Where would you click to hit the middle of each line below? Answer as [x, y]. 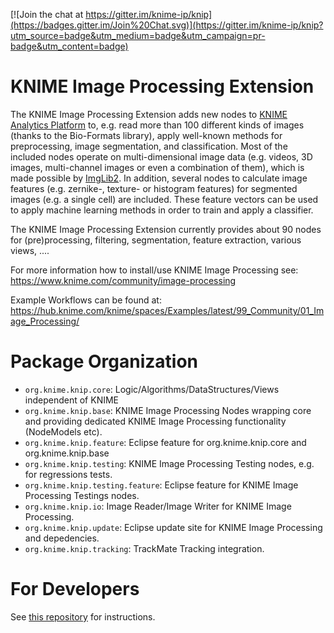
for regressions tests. [68, 474]
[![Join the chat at [47, 14]
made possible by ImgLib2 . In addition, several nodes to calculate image [159, 178]
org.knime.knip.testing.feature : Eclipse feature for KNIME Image [161, 485]
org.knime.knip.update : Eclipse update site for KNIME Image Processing [173, 527]
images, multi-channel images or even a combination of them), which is [157, 167]
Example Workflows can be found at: [86, 300]
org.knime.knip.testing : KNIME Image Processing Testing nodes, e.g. [169, 463]
